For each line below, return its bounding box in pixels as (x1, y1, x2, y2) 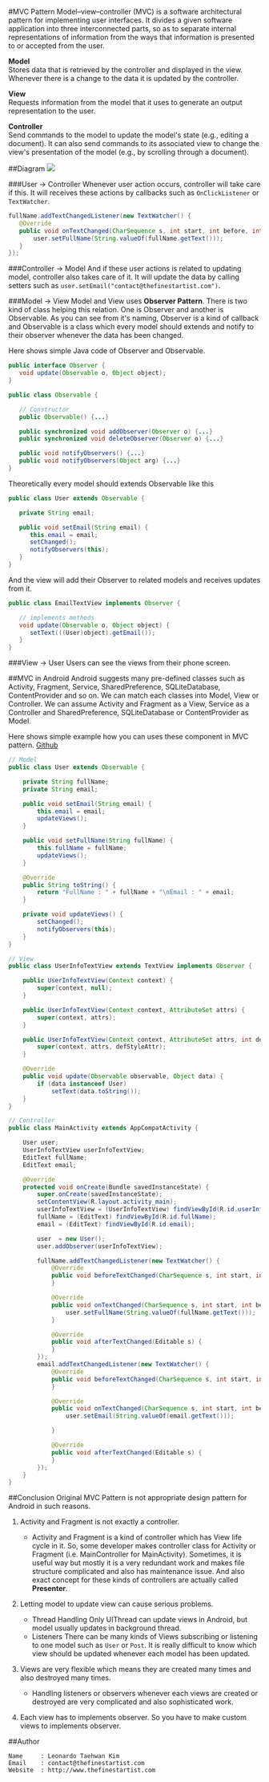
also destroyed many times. (19, 1673, 111, 1682)
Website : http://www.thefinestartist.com (8, 1766, 156, 1775)
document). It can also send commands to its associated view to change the (8, 139, 260, 148)
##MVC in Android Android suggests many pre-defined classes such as (8, 673, 246, 683)
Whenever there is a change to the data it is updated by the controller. (8, 74, 239, 83)
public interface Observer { (8, 361, 106, 370)
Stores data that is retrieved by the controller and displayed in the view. (8, 65, 243, 75)
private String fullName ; (22, 778, 110, 786)
